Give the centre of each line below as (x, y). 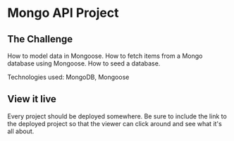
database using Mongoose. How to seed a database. (84, 63)
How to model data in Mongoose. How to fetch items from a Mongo (105, 56)
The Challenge (40, 39)
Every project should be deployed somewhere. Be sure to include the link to (117, 116)
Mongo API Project (63, 13)
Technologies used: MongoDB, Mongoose (68, 77)
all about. (21, 131)
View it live (32, 99)
